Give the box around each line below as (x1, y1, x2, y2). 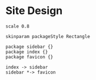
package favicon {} (5, 54, 54, 60)
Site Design (5, 4, 63, 18)
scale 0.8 (5, 23, 30, 29)
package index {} (5, 48, 48, 55)
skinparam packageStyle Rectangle (5, 33, 91, 39)
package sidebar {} (5, 44, 54, 50)
